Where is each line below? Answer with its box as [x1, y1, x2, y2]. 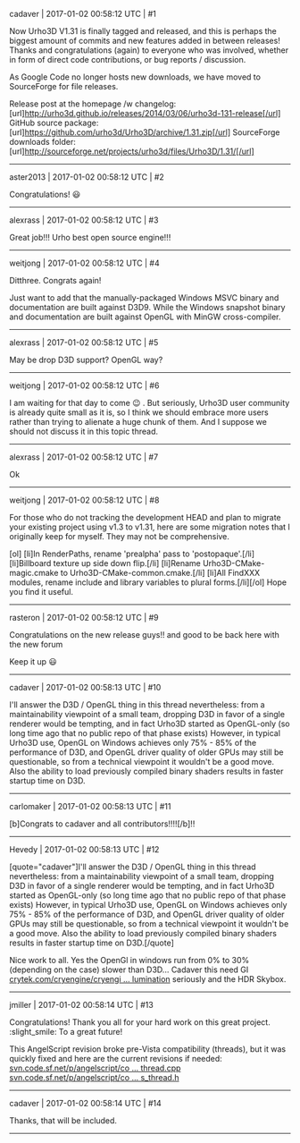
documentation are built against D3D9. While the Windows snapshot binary [9, 302, 286, 312]
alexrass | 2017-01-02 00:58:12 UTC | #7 [9, 452, 159, 462]
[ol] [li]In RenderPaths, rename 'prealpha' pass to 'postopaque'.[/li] [9, 548, 255, 559]
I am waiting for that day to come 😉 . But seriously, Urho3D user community [9, 398, 290, 408]
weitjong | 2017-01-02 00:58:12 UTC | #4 [9, 258, 160, 268]
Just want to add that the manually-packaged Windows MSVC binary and [9, 292, 279, 303]
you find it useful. [9, 587, 74, 597]
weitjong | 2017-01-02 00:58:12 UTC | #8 [9, 495, 160, 505]
